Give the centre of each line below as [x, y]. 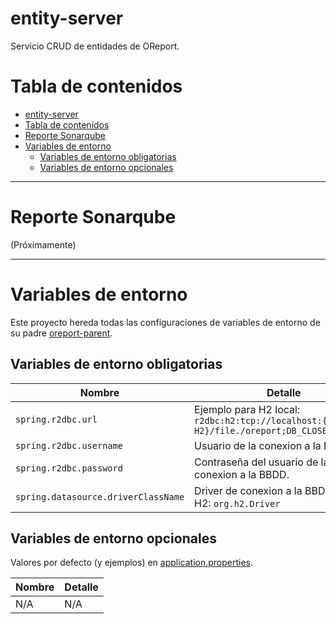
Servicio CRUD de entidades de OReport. [95, 46]
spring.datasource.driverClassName [100, 496]
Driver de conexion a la [248, 490]
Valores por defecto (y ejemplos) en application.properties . [132, 563]
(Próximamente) [43, 244]
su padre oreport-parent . [61, 333]
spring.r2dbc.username [69, 445]
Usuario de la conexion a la [258, 445]
